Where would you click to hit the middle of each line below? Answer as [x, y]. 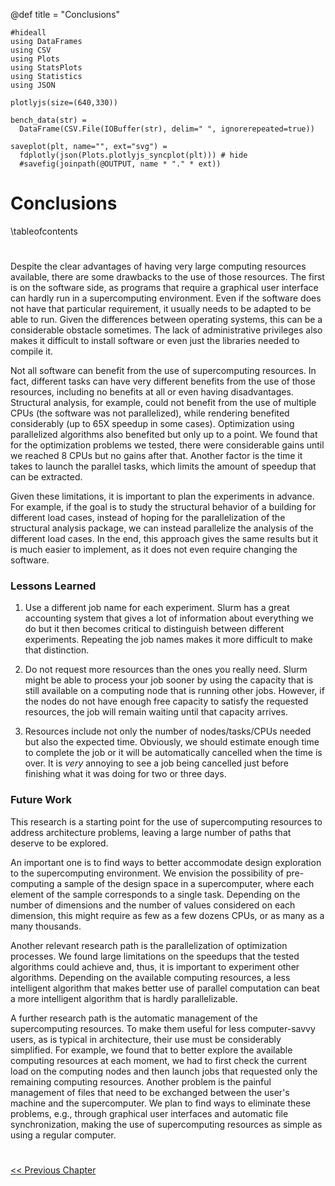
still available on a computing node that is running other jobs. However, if [174, 691]
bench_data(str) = [48, 120]
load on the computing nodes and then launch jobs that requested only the [164, 1071]
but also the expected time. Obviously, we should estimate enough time [172, 742]
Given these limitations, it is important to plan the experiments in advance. [162, 496]
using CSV [31, 50]
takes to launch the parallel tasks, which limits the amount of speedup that [163, 466]
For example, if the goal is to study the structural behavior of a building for [163, 507]
